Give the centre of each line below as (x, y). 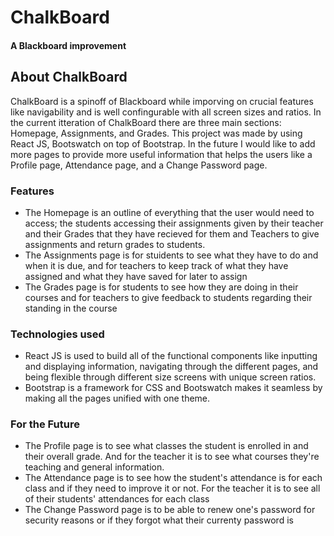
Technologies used (57, 334)
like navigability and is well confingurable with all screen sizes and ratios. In (166, 112)
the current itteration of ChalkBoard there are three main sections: (146, 122)
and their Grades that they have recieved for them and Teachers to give (172, 233)
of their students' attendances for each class (117, 499)
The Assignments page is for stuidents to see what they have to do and (171, 255)
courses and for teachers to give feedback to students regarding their (168, 297)
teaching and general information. (94, 467)
